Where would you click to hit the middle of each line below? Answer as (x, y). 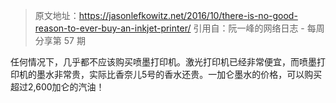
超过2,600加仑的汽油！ (57, 87)
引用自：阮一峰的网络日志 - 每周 (259, 28)
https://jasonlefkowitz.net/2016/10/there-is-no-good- (188, 15)
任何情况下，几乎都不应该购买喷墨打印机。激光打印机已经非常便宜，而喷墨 (163, 62)
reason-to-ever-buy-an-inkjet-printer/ (113, 28)
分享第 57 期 (60, 40)
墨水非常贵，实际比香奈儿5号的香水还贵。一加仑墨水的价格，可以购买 (179, 74)
